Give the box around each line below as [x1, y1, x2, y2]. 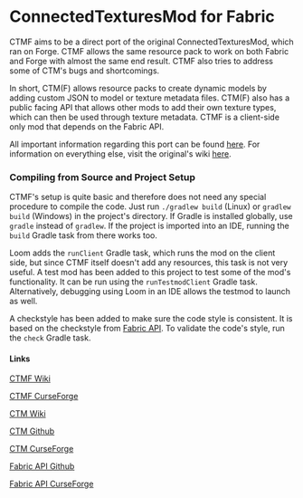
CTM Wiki [9, 408, 47, 419]
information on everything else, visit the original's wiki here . [9, 148, 232, 159]
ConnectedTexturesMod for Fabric [9, 6, 275, 27]
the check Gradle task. [9, 332, 91, 343]
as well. [9, 296, 38, 307]
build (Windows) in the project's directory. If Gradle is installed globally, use [9, 211, 293, 222]
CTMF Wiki [9, 373, 52, 384]
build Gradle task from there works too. [9, 230, 158, 241]
